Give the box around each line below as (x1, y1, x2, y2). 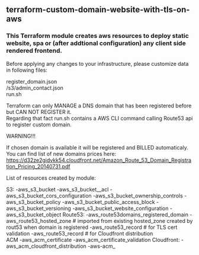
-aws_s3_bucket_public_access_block (62, 198, 155, 205)
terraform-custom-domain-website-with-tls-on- (6, 5, 190, 15)
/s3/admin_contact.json (6, 84, 64, 91)
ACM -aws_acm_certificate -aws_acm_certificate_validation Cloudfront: (6, 236, 180, 243)
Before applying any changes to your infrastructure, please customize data (6, 60, 189, 67)
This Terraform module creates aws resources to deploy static (6, 32, 190, 40)
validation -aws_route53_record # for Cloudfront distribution (6, 230, 153, 237)
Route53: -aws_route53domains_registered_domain (62, 211, 188, 218)
